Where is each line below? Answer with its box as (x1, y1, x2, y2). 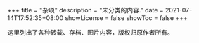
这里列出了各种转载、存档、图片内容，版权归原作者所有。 (7, 28, 174, 36)
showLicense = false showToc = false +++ (65, 14, 188, 22)
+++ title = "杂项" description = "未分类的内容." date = (7, 6, 164, 14)
